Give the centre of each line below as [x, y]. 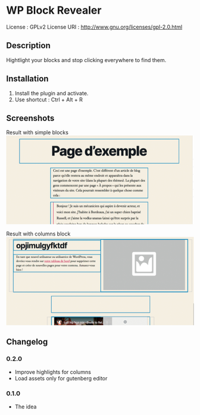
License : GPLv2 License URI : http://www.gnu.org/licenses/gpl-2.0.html [94, 27]
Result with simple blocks [37, 132]
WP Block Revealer [54, 10]
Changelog [27, 342]
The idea [26, 407]
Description [28, 46]
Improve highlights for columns [53, 372]
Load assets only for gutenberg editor [61, 378]
